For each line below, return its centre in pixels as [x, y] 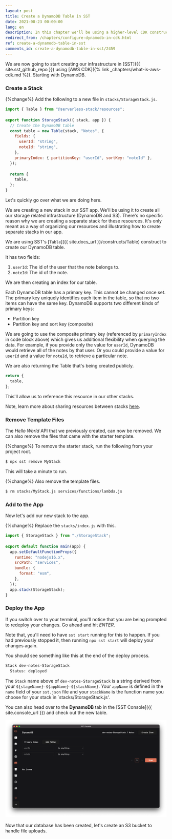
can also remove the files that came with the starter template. [70, 436]
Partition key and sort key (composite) [53, 324]
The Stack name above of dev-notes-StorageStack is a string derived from [83, 681]
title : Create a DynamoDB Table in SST [48, 16]
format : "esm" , [35, 574]
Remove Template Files [35, 419]
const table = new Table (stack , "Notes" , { [57, 131]
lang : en [15, 27]
